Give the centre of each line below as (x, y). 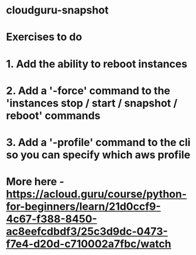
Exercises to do (44, 37)
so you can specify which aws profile (98, 154)
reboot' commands (53, 115)
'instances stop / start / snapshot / (92, 103)
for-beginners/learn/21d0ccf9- (83, 207)
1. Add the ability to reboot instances (97, 64)
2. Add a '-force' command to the (88, 91)
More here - (35, 182)
